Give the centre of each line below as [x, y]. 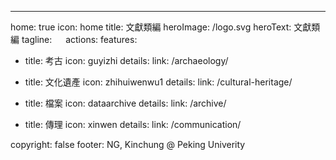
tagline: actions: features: [79, 39]
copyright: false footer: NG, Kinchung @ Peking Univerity [128, 144]
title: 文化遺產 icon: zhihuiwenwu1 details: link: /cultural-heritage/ [158, 82]
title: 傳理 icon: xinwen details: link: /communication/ [133, 124]
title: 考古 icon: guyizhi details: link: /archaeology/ [126, 60]
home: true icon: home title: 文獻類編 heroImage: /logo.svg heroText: [151, 27]
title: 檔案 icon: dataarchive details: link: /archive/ [125, 103]
